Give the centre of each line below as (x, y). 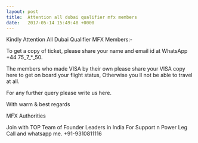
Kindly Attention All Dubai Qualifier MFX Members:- (69, 40)
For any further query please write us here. (59, 93)
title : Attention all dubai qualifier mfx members (72, 17)
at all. (13, 81)
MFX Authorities (26, 116)
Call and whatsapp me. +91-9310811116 (54, 134)
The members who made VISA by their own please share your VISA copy (96, 69)
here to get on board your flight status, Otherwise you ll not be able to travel (99, 75)
